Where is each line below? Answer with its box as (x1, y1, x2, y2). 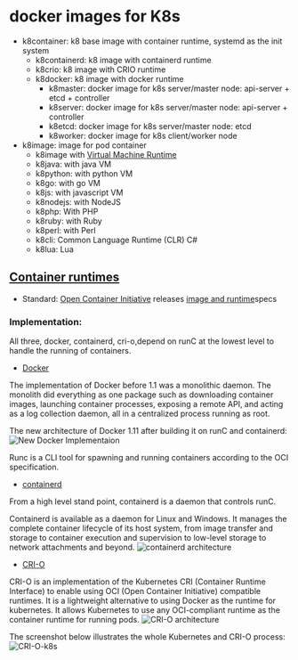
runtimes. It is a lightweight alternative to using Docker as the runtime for (9, 595, 277, 607)
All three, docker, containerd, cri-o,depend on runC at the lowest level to (9, 336, 274, 346)
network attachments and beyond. (9, 542, 135, 553)
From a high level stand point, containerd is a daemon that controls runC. (9, 496, 277, 507)
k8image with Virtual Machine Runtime (35, 149, 177, 159)
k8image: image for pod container (21, 140, 147, 151)
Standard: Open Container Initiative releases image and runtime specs (21, 293, 278, 304)
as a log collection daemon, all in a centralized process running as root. (9, 408, 270, 420)
